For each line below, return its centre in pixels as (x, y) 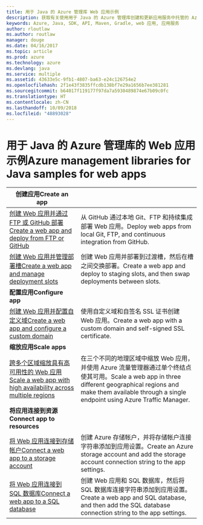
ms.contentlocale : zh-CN (37, 102)
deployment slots (34, 282)
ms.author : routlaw (31, 35)
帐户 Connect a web (37, 450)
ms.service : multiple (34, 74)
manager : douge (25, 40)
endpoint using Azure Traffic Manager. (135, 400)
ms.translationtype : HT (36, 97)
